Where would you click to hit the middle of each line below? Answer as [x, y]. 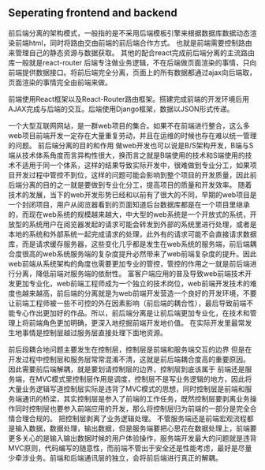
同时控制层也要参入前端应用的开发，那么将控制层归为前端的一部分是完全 [132, 408]
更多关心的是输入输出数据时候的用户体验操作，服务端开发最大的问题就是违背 [132, 438]
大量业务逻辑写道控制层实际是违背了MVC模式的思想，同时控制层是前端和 [127, 389]
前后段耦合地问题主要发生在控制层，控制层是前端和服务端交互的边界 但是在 [130, 349]
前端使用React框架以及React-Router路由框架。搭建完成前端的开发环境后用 [129, 99]
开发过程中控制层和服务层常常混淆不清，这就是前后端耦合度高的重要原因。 [129, 359]
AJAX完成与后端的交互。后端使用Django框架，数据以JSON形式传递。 [121, 109]
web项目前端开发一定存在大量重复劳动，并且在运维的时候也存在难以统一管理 [132, 135]
